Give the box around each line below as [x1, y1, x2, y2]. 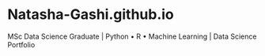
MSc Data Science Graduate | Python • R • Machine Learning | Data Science [7, 32, 257, 41]
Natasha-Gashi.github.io [7, 6, 175, 24]
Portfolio [7, 39, 36, 49]
